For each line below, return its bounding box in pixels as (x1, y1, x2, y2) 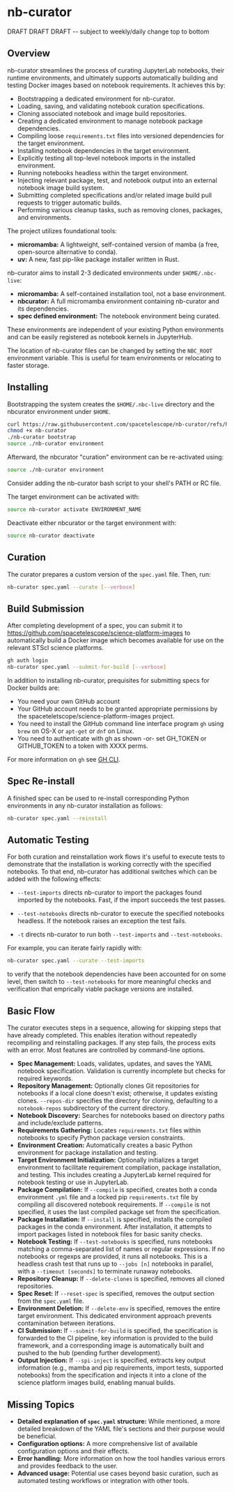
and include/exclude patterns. (17, 1118, 104, 1128)
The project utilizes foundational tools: (7, 226, 117, 235)
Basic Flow (7, 1005, 56, 1017)
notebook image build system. (17, 183, 104, 192)
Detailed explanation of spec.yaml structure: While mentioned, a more (17, 1417, 221, 1425)
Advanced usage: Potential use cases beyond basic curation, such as (17, 1469, 219, 1477)
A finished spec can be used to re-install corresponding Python (7, 794, 189, 802)
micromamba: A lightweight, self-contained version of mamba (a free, (17, 240, 219, 249)
